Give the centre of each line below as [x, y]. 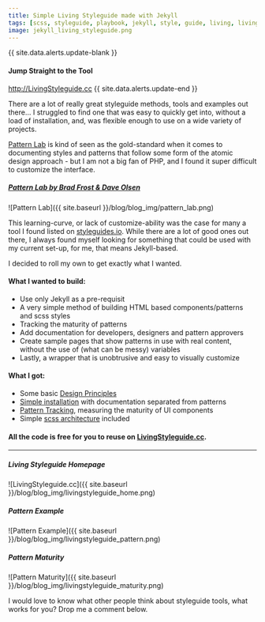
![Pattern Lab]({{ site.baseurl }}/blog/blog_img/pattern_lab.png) [111, 207]
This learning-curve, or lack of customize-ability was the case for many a [127, 223]
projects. [22, 129]
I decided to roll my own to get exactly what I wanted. [95, 263]
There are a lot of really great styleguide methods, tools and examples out [128, 104]
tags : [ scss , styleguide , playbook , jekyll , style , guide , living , [121, 23]
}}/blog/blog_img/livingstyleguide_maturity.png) [86, 586]
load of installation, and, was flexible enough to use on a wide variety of [125, 120]
